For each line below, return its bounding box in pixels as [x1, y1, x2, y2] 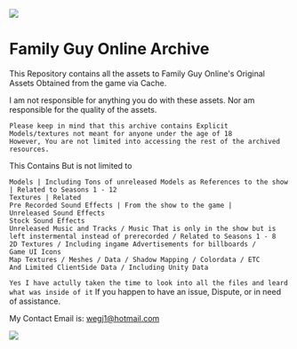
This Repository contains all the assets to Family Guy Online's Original [9, 67, 265, 79]
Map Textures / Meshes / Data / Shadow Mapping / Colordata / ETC [9, 255, 261, 264]
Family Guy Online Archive [9, 39, 210, 59]
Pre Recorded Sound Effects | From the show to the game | [9, 201, 233, 210]
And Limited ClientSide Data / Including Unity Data [9, 263, 209, 272]
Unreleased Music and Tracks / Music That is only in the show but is [9, 224, 277, 233]
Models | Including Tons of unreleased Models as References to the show [9, 178, 289, 186]
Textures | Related [9, 193, 82, 202]
